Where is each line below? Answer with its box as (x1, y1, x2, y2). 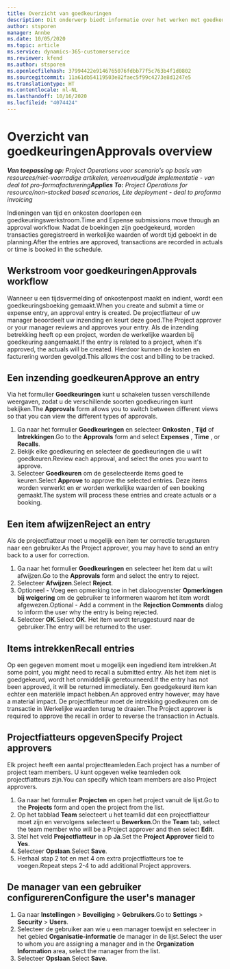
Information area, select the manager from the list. (16, 946, 161, 955)
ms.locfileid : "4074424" (7, 100, 78, 106)
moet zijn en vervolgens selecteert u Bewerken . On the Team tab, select (16, 817, 220, 826)
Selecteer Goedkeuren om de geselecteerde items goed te (16, 469, 183, 478)
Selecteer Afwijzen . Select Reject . (16, 579, 114, 587)
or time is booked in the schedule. (7, 245, 103, 253)
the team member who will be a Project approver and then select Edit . (16, 825, 214, 833)
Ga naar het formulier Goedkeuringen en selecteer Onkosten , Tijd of (16, 425, 214, 434)
